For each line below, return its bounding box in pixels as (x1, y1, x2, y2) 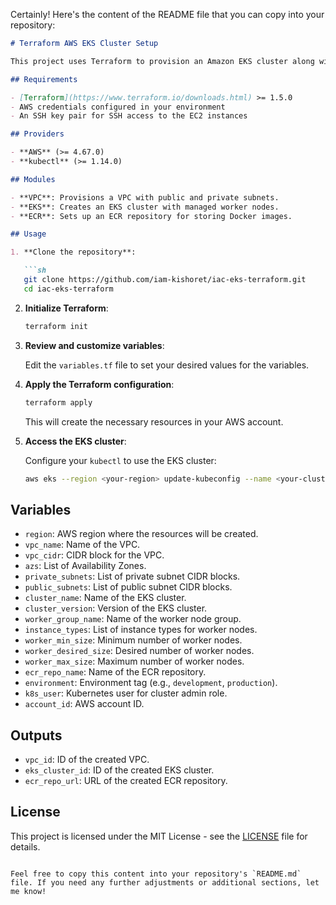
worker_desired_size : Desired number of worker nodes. (24, 645, 255, 657)
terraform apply (24, 397, 93, 408)
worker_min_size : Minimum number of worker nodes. (24, 634, 243, 646)
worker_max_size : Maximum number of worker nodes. (24, 655, 245, 668)
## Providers (10, 129, 65, 139)
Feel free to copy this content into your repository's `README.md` (10, 869, 302, 879)
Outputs (10, 727, 63, 744)
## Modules (10, 174, 56, 184)
